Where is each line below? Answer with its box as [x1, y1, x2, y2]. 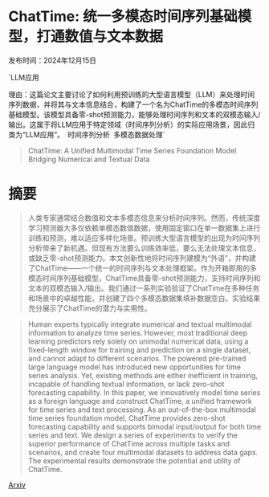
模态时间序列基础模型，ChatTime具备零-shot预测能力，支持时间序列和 [27, 273, 261, 283]
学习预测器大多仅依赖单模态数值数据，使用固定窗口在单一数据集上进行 [27, 222, 261, 233]
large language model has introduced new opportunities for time [27, 362, 241, 372]
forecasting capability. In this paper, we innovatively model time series [27, 387, 261, 397]
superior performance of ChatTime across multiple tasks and [27, 438, 230, 448]
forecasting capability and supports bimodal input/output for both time [27, 422, 262, 431]
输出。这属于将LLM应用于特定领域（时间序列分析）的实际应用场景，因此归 [8, 120, 255, 129]
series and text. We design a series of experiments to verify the [27, 430, 238, 440]
